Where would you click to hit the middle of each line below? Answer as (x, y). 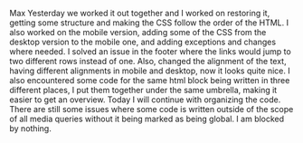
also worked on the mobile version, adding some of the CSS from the (138, 32)
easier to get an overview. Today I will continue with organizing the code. (145, 100)
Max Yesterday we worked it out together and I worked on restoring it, (140, 13)
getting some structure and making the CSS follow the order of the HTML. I (149, 23)
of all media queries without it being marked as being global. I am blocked (147, 119)
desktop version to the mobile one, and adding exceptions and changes (143, 42)
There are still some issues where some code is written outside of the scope (151, 109)
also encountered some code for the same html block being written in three (150, 80)
